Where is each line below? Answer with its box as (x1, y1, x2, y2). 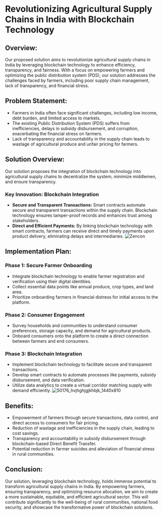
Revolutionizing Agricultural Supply (5, 3, 153, 15)
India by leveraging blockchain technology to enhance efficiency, (5, 62, 136, 68)
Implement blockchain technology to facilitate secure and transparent (12, 361, 152, 368)
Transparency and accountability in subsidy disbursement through (12, 436, 146, 442)
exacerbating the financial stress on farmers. (12, 131, 102, 137)
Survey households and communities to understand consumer (12, 322, 138, 328)
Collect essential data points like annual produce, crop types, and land (12, 283, 154, 289)
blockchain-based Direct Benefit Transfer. (12, 441, 97, 446)
